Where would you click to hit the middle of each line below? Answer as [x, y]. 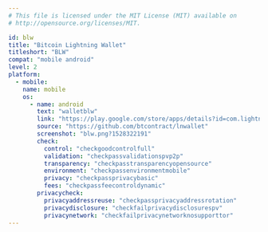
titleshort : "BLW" [39, 53]
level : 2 [23, 67]
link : [46, 119]
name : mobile [44, 89]
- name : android [56, 104]
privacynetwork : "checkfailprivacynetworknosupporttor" [138, 215]
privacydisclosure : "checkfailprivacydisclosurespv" [133, 208]
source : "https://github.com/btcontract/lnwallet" [123, 127]
